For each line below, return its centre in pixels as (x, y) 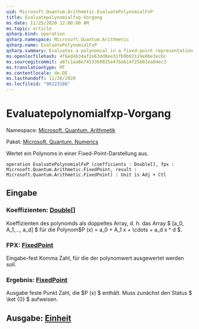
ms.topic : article (29, 28)
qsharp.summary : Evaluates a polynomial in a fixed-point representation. (101, 51)
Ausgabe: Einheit (39, 318)
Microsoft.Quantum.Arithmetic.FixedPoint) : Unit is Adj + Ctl (86, 175)
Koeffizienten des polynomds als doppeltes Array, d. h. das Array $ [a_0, (95, 223)
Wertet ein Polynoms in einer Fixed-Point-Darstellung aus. (77, 153)
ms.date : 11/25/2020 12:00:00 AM (48, 23)
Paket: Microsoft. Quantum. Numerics (52, 142)
